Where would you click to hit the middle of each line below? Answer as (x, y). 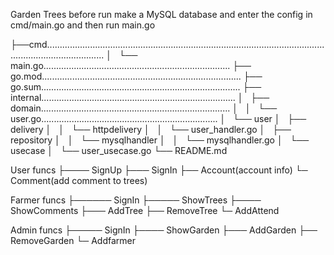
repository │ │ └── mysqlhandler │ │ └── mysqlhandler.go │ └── (160, 140)
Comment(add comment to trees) (79, 180)
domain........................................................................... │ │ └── (144, 108)
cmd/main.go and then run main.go (83, 25)
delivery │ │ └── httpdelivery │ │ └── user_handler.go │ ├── (151, 129)
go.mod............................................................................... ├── (136, 76)
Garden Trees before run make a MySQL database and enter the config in (161, 14)
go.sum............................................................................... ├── (136, 87)
